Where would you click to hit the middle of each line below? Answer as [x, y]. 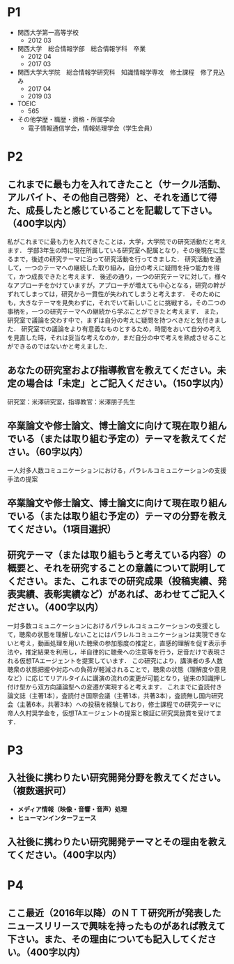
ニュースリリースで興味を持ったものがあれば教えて [116, 926]
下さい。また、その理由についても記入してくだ [107, 939]
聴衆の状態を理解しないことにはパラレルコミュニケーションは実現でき [120, 634]
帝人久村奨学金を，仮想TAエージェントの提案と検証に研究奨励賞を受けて [111, 713]
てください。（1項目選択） [62, 529]
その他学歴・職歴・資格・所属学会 [66, 119]
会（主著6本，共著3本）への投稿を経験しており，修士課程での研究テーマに [114, 704]
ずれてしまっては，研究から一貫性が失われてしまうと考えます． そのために [114, 293]
